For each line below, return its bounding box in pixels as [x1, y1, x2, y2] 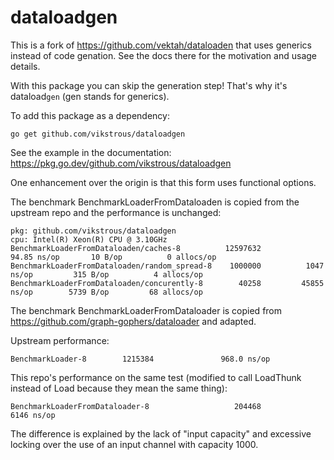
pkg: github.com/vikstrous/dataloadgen [10, 226, 177, 236]
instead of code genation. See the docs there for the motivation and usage [10, 49, 317, 61]
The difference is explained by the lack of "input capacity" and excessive [10, 427, 312, 440]
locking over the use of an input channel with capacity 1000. [10, 438, 259, 450]
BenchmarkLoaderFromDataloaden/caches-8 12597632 [10, 243, 262, 253]
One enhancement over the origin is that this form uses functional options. [10, 176, 317, 188]
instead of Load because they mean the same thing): [10, 382, 228, 394]
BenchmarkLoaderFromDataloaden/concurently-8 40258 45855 [10, 278, 325, 288]
